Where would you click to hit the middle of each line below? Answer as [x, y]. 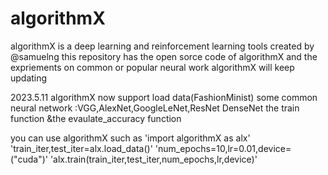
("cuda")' [29, 159]
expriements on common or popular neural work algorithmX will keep [152, 67]
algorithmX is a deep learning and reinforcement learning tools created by [162, 46]
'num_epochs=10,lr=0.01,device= [223, 148]
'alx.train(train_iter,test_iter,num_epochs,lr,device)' [153, 159]
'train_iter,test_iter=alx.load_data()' [81, 148]
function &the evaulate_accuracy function [96, 118]
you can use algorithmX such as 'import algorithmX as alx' [130, 138]
